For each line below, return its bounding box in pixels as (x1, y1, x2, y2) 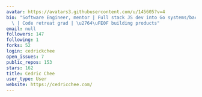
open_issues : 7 (6, 54, 44, 60)
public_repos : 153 (6, 59, 52, 65)
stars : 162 (6, 64, 34, 71)
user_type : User (6, 76, 47, 82)
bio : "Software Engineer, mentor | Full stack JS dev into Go (6, 14, 165, 20)
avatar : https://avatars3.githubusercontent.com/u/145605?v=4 (6, 8, 165, 15)
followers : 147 (6, 31, 44, 37)
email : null (6, 25, 36, 32)
